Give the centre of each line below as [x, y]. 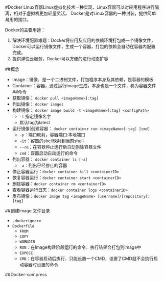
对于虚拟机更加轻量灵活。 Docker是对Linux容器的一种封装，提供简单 [87, 13]
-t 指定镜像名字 [35, 116]
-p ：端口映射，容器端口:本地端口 [52, 135]
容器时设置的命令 [41, 265]
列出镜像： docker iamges [38, 104]
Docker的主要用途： [25, 30]
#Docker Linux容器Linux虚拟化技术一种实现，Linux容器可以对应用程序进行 [80, 7]
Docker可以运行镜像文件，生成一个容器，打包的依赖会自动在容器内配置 [84, 46]
